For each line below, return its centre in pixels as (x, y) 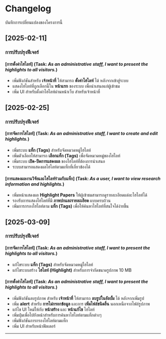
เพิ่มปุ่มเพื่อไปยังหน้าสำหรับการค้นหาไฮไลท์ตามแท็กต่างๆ (57, 315)
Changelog (28, 9)
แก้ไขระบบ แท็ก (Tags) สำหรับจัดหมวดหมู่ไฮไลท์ (53, 264)
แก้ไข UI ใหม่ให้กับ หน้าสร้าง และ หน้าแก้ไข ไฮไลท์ (53, 309)
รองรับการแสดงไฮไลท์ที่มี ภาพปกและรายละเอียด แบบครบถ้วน (62, 200)
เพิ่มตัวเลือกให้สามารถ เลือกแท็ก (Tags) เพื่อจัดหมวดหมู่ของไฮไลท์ (66, 155)
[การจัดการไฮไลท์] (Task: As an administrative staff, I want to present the (78, 248)
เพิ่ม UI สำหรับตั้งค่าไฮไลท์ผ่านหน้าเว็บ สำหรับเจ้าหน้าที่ (56, 92)
